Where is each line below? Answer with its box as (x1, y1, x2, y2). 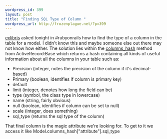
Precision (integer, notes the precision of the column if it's (12, 66, 132, 72)
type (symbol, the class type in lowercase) (12, 92, 100, 98)
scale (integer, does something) (12, 108, 78, 114)
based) (12, 71, 27, 77)
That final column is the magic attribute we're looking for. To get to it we (5, 123, 153, 129)
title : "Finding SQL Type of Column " (5, 16, 86, 21)
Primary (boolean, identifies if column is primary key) (12, 76, 122, 82)
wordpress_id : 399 (5, 7, 43, 12)
